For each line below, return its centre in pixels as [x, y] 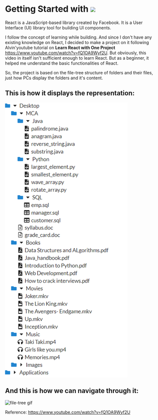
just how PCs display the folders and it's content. [54, 78]
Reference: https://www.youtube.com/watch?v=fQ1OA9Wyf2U [68, 412]
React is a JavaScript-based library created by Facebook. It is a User [74, 22]
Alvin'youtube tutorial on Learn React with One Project [60, 47]
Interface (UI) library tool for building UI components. [58, 27]
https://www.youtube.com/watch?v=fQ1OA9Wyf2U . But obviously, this [76, 53]
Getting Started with [47, 9]
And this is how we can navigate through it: [72, 391]
